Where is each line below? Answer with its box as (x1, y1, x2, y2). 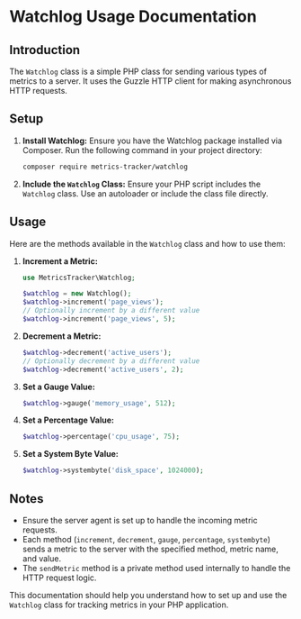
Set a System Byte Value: (22, 449, 119, 460)
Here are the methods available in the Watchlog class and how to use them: (9, 238, 286, 249)
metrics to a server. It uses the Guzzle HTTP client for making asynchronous (9, 76, 292, 86)
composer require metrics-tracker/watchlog (22, 162, 189, 171)
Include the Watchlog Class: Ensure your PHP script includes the (22, 178, 261, 189)
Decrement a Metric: (22, 331, 102, 341)
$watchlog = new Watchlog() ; (22, 289, 132, 298)
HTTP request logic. (22, 572, 97, 583)
